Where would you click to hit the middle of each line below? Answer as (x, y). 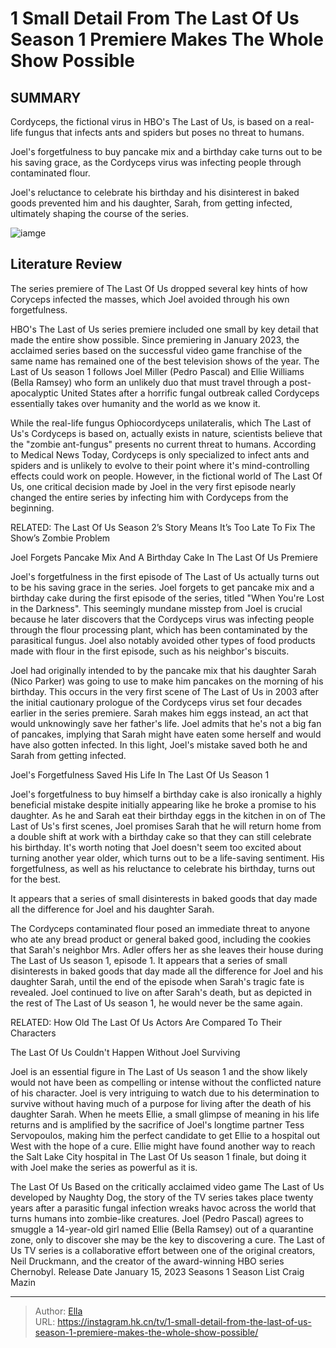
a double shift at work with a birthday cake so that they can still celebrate (161, 836)
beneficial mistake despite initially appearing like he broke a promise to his (163, 804)
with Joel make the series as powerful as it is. (104, 1167)
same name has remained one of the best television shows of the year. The (165, 361)
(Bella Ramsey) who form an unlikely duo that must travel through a (149, 382)
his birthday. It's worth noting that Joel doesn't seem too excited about (156, 847)
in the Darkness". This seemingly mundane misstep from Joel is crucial (156, 608)
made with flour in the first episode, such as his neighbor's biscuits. (150, 651)
